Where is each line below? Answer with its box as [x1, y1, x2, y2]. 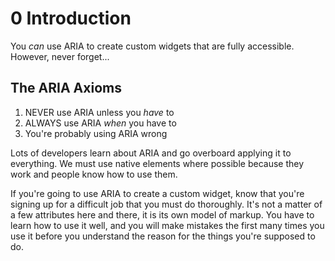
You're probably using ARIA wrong [24, 127, 168, 139]
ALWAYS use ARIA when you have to [24, 117, 177, 129]
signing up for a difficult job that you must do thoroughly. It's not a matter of [10, 198, 323, 210]
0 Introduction [10, 7, 132, 30]
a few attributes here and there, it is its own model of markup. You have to [10, 208, 315, 221]
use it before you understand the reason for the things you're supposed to [10, 230, 316, 242]
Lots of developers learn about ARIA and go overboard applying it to [10, 147, 292, 159]
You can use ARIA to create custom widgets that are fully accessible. [10, 40, 295, 52]
